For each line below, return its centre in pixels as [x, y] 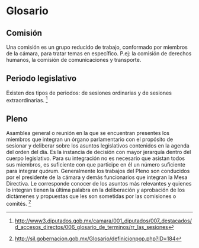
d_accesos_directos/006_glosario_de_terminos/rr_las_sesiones [92, 227]
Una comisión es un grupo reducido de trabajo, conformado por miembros [97, 47]
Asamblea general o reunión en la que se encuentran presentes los [88, 133]
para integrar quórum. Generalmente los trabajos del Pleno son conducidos [98, 171]
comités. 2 [19, 203]
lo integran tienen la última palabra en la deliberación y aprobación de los [96, 190]
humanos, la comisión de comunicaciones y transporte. [74, 60]
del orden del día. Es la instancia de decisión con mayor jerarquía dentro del [99, 152]
